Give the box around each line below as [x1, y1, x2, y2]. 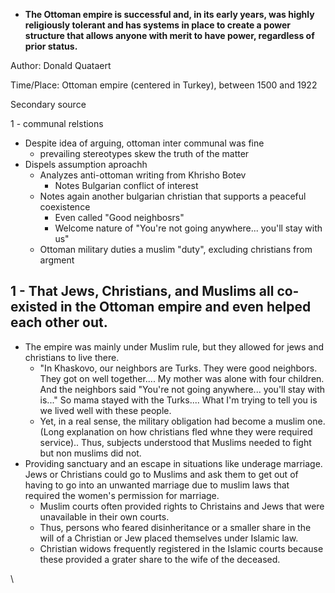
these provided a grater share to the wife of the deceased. [39, 553, 281, 565]
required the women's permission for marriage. [24, 489, 220, 501]
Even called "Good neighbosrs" [54, 212, 185, 223]
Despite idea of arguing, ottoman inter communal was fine [24, 137, 265, 149]
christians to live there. [24, 351, 120, 363]
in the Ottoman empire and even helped [59, 299, 312, 316]
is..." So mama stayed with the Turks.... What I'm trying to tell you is [39, 394, 318, 406]
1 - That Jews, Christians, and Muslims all [10, 283, 275, 300]
